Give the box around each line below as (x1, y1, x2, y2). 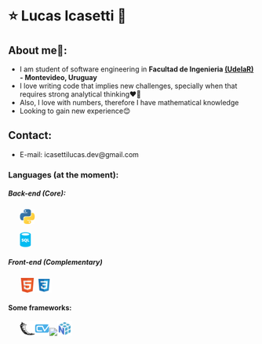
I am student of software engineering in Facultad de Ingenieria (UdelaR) (19, 64, 254, 74)
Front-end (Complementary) (8, 258, 104, 267)
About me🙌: (8, 43, 68, 57)
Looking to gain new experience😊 (19, 106, 131, 115)
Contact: (8, 129, 53, 142)
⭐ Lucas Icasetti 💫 (8, 7, 127, 25)
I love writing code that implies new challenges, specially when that (19, 81, 238, 90)
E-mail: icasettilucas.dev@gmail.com (19, 149, 140, 159)
